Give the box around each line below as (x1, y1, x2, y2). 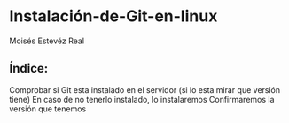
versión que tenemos (9, 104, 87, 114)
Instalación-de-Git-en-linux (9, 6, 218, 27)
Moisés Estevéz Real (9, 35, 85, 46)
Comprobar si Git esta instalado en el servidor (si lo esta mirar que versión (9, 84, 281, 95)
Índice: (9, 61, 49, 76)
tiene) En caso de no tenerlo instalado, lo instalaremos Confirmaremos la (9, 94, 275, 104)
